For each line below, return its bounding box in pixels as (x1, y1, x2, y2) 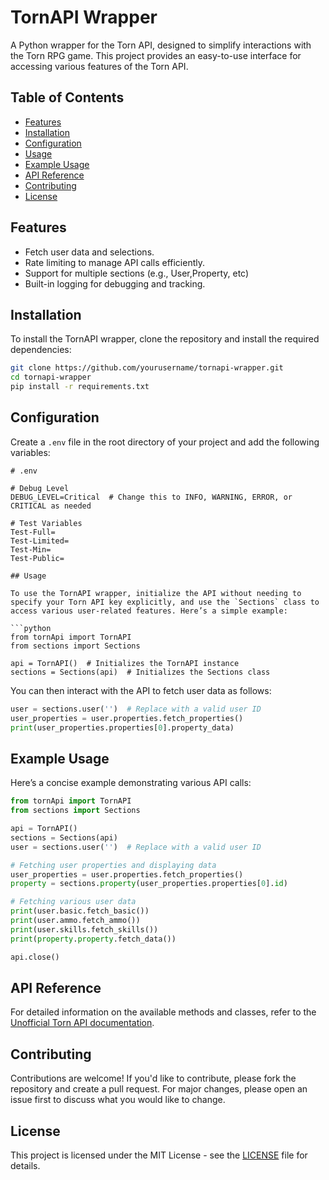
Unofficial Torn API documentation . (10, 1017, 155, 1029)
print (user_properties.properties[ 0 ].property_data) (10, 722, 235, 733)
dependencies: (10, 344, 72, 356)
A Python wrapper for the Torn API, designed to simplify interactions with (10, 39, 312, 51)
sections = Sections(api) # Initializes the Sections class (10, 667, 271, 677)
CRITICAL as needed (10, 501, 92, 511)
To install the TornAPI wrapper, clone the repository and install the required (10, 333, 320, 345)
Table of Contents (10, 89, 125, 106)
